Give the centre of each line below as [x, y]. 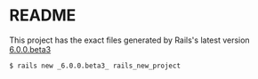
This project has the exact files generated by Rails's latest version [130, 40]
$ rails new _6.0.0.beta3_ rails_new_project [95, 66]
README [43, 16]
